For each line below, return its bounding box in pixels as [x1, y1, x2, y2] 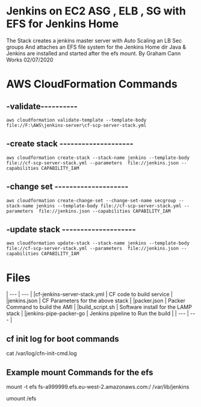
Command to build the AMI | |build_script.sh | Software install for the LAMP [6, 303, 193, 311]
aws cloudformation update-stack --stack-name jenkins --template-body [6, 240, 190, 246]
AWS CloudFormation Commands [6, 77, 178, 91]
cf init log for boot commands [6, 334, 119, 344]
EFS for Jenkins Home [6, 17, 119, 31]
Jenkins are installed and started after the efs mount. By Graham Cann [6, 49, 181, 57]
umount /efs [6, 394, 37, 402]
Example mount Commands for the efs [6, 367, 153, 377]
